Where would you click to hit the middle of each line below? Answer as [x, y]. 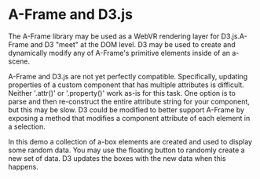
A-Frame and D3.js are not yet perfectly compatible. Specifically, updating [128, 76]
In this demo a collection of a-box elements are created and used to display [130, 141]
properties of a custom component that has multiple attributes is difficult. [126, 85]
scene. [19, 61]
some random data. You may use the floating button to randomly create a [126, 150]
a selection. [27, 126]
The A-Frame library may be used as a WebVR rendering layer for [114, 36]
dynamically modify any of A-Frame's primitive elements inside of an [119, 53]
